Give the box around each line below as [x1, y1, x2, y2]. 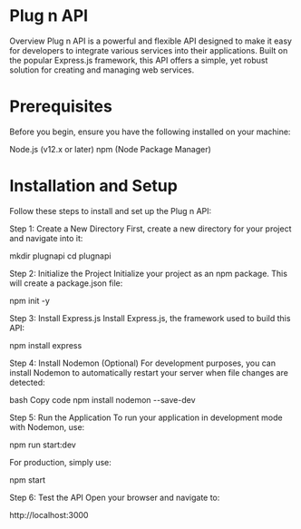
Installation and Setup [9, 176, 179, 196]
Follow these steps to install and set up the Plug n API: [9, 205, 212, 216]
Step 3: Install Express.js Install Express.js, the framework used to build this [9, 312, 291, 323]
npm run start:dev [9, 439, 77, 450]
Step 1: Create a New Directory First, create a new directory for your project [9, 223, 292, 234]
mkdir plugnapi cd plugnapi [9, 250, 112, 261]
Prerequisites [9, 96, 113, 117]
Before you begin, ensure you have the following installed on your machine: [9, 126, 291, 137]
